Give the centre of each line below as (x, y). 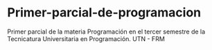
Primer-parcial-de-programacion (104, 13)
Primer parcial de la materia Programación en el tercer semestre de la (106, 32)
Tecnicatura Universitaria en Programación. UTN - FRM (86, 38)
